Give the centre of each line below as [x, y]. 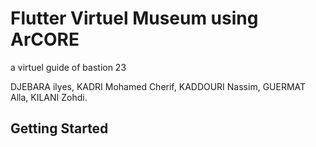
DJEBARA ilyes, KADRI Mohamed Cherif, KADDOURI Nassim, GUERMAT [158, 86]
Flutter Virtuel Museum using [134, 18]
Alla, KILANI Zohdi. [49, 97]
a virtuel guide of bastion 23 [68, 67]
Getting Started [59, 128]
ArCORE [45, 39]
